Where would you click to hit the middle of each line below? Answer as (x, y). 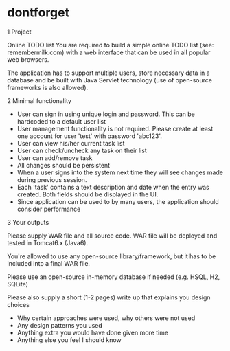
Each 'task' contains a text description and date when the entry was (113, 187)
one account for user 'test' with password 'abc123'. (90, 136)
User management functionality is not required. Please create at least (115, 128)
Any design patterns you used (60, 325)
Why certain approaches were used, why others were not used (106, 318)
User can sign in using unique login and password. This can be (106, 114)
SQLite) (18, 284)
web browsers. (28, 59)
